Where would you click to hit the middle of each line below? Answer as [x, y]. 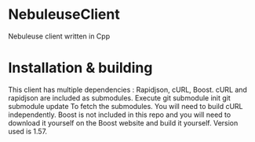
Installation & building [80, 68]
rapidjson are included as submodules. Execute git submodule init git [120, 98]
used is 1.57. [28, 131]
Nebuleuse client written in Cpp [59, 36]
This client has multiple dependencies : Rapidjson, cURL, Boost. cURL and [127, 89]
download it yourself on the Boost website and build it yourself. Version [123, 122]
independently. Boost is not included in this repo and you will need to [120, 115]
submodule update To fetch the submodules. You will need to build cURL [126, 106]
